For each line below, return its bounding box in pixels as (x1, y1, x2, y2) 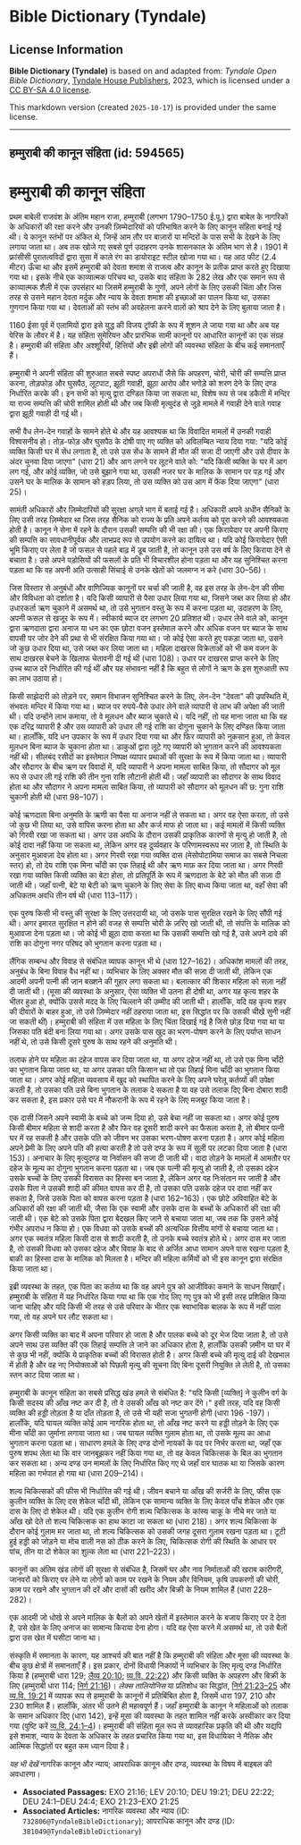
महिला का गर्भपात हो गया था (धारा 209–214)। (9, 1468, 145, 1479)
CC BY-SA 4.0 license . (9, 85, 92, 95)
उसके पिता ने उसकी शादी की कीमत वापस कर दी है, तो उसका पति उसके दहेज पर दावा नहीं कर (9, 1183, 272, 1194)
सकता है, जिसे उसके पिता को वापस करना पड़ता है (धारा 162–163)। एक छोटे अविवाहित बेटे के (9, 1193, 278, 1204)
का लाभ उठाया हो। (9, 673, 63, 684)
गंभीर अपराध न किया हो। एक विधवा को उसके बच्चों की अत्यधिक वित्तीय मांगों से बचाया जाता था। (9, 1223, 280, 1234)
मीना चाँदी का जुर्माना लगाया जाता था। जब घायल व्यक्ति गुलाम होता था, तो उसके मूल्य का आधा (9, 1428, 271, 1439)
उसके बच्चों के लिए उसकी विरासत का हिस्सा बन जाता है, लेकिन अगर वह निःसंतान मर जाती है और (9, 1173, 281, 1184)
